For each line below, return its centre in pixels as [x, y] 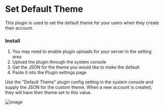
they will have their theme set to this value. [49, 93]
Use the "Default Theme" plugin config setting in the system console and [79, 82]
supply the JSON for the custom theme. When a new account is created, [79, 87]
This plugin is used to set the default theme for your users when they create [82, 23]
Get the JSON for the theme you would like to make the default [76, 67]
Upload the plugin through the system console [59, 62]
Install [13, 40]
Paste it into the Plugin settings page [49, 73]
